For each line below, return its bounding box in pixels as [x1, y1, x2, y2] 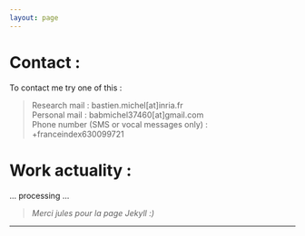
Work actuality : [9, 160, 133, 181]
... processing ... [9, 190, 70, 201]
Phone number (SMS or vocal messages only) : [31, 118, 209, 129]
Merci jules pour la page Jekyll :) [31, 207, 155, 218]
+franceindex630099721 [31, 128, 124, 139]
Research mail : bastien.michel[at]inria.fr [31, 99, 183, 110]
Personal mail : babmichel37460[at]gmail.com [31, 109, 204, 120]
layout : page [9, 13, 59, 23]
